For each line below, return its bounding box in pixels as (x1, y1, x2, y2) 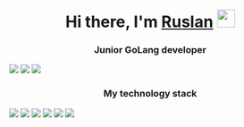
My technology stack (103, 88, 198, 100)
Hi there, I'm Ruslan (65, 12, 214, 32)
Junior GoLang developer (93, 44, 207, 56)
